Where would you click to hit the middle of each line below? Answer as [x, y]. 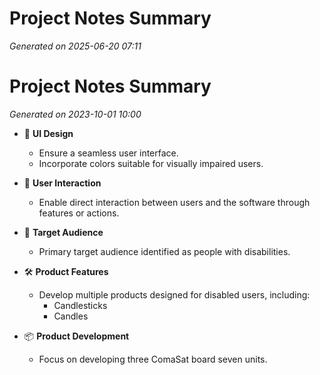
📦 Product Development [76, 336]
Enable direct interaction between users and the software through [174, 202]
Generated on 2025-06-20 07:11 [75, 46]
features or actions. [79, 213]
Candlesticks [80, 305]
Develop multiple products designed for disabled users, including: [174, 294]
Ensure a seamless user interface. [108, 153]
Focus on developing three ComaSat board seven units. [153, 359]
